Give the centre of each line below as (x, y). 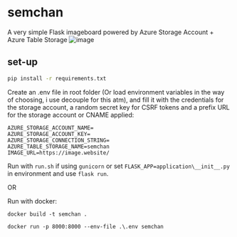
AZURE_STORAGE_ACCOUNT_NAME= (51, 128)
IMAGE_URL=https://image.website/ (59, 153)
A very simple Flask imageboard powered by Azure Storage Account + (111, 32)
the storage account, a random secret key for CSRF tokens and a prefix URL (118, 107)
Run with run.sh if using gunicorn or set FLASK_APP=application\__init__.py (118, 166)
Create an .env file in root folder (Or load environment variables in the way (116, 92)
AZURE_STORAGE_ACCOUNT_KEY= (49, 134)
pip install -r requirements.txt (57, 78)
